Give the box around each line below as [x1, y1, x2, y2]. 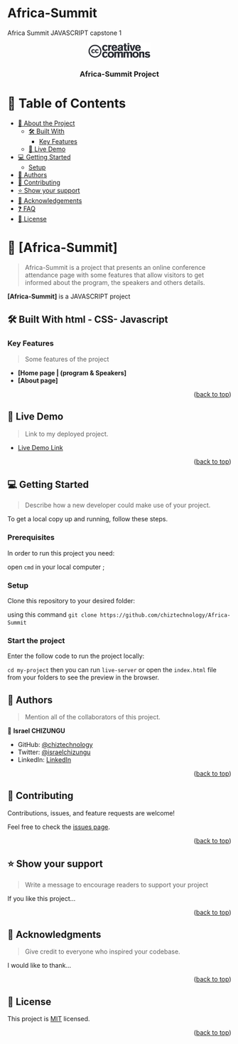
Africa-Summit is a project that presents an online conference [24, 263, 206, 272]
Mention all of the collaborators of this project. [24, 713, 161, 721]
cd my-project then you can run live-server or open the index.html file [7, 666, 217, 674]
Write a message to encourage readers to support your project [24, 880, 208, 889]
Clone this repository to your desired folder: [7, 596, 136, 605]
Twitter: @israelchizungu [17, 748, 91, 756]
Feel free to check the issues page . [7, 823, 110, 831]
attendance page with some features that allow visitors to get [24, 271, 205, 279]
